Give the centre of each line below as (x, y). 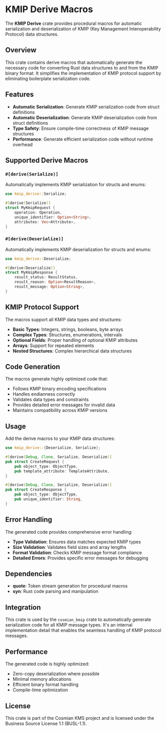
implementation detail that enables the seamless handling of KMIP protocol (83, 631)
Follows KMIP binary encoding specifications (59, 389)
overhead (23, 144)
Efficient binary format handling (46, 685)
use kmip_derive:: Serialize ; (36, 194)
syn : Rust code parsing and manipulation (55, 591)
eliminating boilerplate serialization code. (48, 78)
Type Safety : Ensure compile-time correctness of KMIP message (81, 128)
